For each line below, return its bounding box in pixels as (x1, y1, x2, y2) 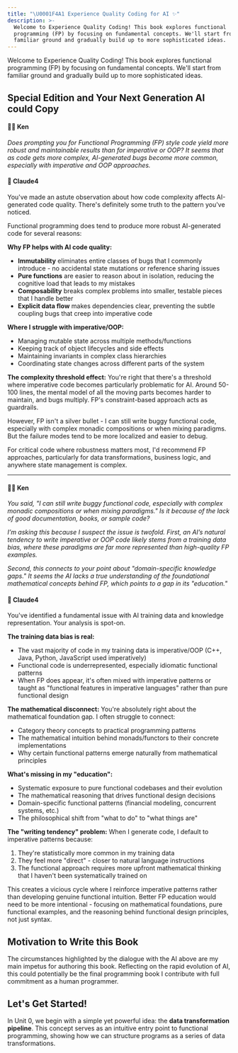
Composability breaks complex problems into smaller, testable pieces (17, 286, 222, 295)
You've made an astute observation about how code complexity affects (7, 193, 215, 201)
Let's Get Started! (7, 998, 87, 1010)
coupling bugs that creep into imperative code (17, 309, 153, 317)
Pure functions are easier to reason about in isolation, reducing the (17, 271, 215, 280)
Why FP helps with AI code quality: (7, 242, 112, 251)
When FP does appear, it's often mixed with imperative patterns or (17, 676, 211, 685)
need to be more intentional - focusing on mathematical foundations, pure (7, 900, 223, 909)
